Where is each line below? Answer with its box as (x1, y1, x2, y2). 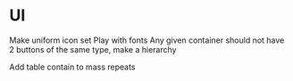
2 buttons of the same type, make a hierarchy (9, 44, 177, 54)
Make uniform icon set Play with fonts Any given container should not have (9, 35, 285, 45)
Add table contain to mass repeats (9, 61, 136, 72)
